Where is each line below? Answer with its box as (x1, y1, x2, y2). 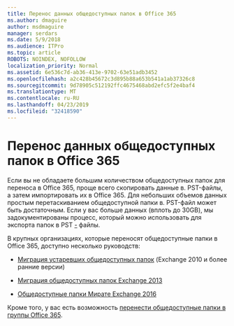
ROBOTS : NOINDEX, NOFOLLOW (7, 56, 86, 63)
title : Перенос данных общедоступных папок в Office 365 (7, 10, 177, 17)
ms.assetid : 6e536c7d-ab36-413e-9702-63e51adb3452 (7, 69, 158, 76)
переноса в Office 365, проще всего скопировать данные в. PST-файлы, (7, 183, 224, 192)
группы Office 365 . (7, 311, 63, 319)
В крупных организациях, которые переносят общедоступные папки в (7, 234, 218, 242)
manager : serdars (7, 29, 58, 37)
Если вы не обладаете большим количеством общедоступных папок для (7, 176, 226, 184)
